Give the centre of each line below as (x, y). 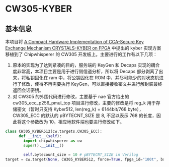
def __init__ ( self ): (40, 136)
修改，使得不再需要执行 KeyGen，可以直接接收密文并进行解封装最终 (92, 84)
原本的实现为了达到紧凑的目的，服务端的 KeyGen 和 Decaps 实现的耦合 (86, 65)
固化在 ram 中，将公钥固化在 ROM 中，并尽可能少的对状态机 (97, 78)
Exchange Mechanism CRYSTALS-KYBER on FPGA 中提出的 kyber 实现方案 (83, 48)
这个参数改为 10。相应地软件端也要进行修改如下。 (73, 122)
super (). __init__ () (44, 145)
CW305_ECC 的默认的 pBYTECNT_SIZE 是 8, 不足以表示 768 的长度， (84, 116)
